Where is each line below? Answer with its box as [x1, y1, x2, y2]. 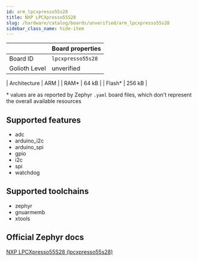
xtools [14, 215, 31, 222]
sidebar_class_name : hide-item [6, 25, 84, 32]
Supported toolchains [6, 186, 89, 196]
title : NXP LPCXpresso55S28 [6, 14, 77, 20]
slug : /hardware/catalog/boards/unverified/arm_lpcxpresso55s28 [6, 20, 170, 26]
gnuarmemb [14, 208, 45, 216]
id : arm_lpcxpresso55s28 [6, 8, 68, 15]
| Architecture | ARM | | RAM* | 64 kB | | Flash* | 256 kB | [6, 80, 148, 87]
